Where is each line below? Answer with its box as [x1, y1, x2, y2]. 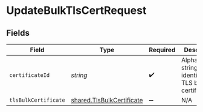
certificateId [9, 72, 50, 79]
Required [149, 46, 176, 54]
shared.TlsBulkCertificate [71, 96, 143, 104]
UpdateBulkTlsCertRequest [6, 4, 147, 18]
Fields [6, 28, 30, 38]
